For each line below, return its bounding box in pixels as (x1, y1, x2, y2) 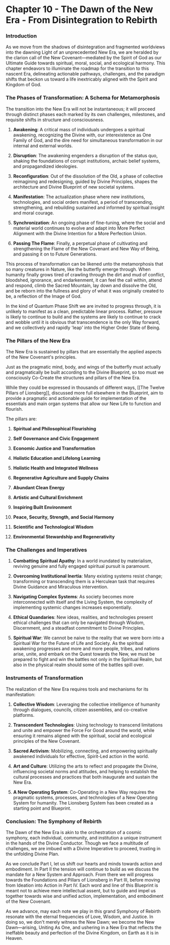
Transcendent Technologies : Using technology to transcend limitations (13, 721, 163, 728)
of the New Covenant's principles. (6, 354, 77, 360)
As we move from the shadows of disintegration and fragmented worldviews (6, 44, 165, 50)
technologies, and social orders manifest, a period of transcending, (13, 199, 153, 205)
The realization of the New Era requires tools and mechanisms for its (6, 686, 149, 692)
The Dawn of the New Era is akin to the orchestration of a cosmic (6, 829, 142, 835)
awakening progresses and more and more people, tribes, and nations (13, 645, 160, 652)
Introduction (6, 32, 37, 40)
